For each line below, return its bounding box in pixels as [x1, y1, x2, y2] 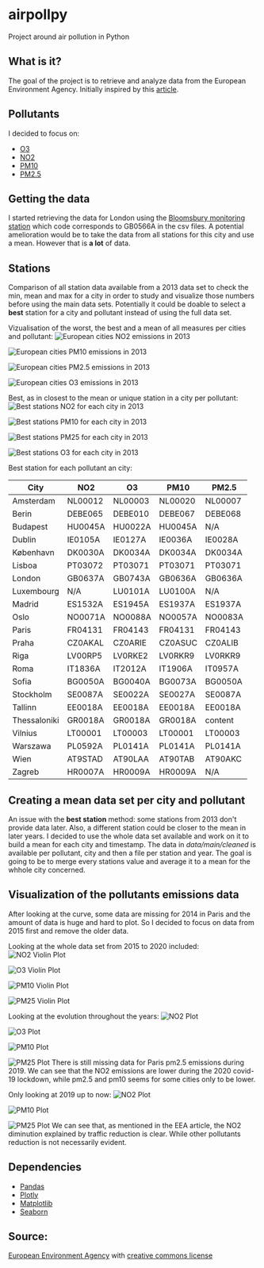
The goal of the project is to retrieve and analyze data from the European [8, 75, 247, 85]
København [12, 547, 55, 558]
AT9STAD [67, 753, 103, 765]
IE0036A [159, 534, 193, 545]
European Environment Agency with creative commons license [8, 1251, 213, 1260]
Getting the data [8, 192, 90, 206]
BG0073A [159, 676, 197, 688]
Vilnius [12, 728, 38, 739]
